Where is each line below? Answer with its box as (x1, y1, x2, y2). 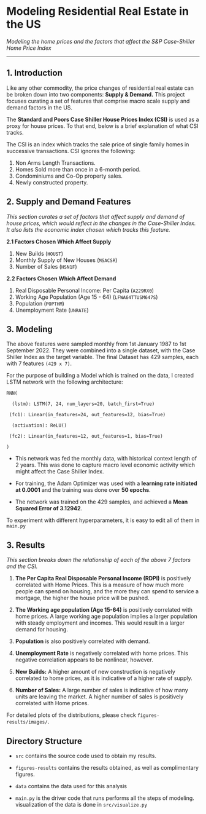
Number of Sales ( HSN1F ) (15, 263, 78, 270)
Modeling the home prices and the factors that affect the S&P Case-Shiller (6, 38, 195, 45)
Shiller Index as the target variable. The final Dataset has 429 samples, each (6, 354, 199, 361)
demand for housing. (15, 626, 69, 633)
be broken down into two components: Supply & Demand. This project (6, 90, 185, 98)
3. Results (6, 540, 45, 550)
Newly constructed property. (15, 178, 88, 186)
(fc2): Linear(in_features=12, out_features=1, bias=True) (9, 433, 164, 440)
